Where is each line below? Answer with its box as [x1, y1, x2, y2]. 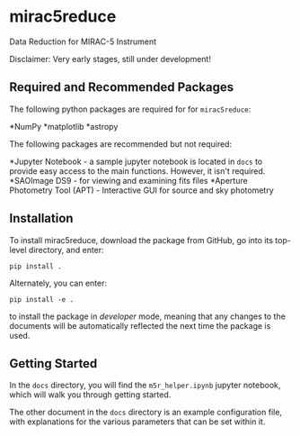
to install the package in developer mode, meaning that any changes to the [9, 311, 286, 322]
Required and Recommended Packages [9, 79, 234, 95]
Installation [9, 211, 74, 226]
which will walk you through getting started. [9, 389, 172, 400]
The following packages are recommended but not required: [9, 138, 232, 150]
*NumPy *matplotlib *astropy [9, 121, 119, 132]
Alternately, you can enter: [9, 277, 108, 288]
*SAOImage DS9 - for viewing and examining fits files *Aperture [9, 175, 249, 186]
